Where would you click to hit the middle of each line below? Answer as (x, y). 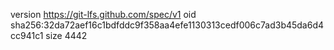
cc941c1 (27, 35)
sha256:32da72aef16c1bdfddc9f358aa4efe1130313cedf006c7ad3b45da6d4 (167, 25)
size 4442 (66, 35)
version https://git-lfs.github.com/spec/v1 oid (103, 14)
